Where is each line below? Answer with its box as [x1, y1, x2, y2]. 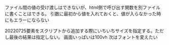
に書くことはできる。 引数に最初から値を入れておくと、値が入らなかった [5, 11, 157, 17]
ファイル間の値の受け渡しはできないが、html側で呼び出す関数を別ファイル [5, 5, 161, 10]
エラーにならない [13, 17, 49, 23]
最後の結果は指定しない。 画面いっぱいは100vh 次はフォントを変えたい [9, 34, 158, 40]
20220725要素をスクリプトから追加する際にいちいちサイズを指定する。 [5, 28, 155, 34]
